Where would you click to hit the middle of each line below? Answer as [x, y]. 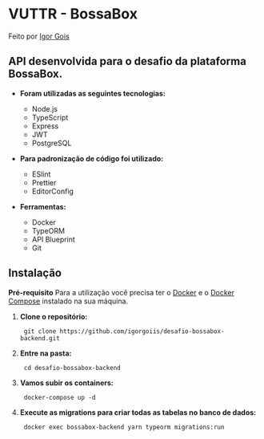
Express [45, 126]
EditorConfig [53, 191]
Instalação [35, 273]
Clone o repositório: [54, 316]
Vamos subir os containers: [66, 383]
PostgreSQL [52, 143]
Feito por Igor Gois [39, 36]
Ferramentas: [43, 206]
